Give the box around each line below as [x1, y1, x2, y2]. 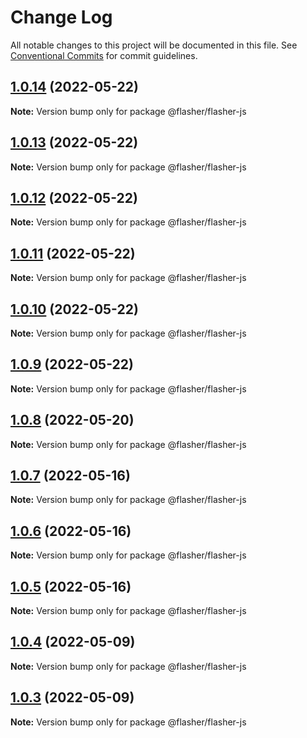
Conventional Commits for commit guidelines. [10, 49, 198, 61]
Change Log [10, 6, 113, 29]
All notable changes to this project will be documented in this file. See [10, 39, 298, 51]
